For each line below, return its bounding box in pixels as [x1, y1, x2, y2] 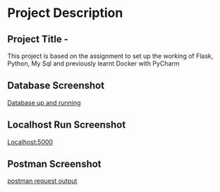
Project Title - [7, 33, 69, 45]
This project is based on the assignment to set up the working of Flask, [7, 52, 214, 60]
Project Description [7, 5, 123, 21]
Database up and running [7, 98, 81, 107]
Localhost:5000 [7, 138, 54, 146]
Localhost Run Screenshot [7, 119, 126, 131]
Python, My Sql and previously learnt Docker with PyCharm [7, 59, 180, 68]
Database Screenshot [7, 80, 104, 92]
